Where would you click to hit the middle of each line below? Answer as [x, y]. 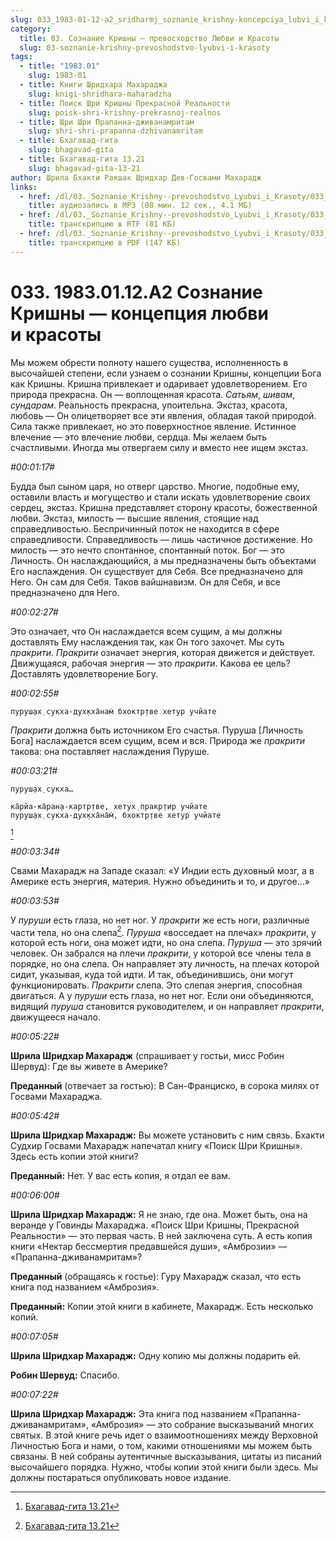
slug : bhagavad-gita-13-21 [84, 168]
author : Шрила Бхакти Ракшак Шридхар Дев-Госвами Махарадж [136, 177]
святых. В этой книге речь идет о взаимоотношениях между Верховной [164, 1435]
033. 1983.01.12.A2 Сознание [136, 292]
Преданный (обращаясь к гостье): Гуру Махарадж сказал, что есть [156, 1277]
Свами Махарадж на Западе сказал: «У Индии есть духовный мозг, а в [162, 870]
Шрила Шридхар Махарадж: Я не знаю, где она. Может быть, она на [159, 1215]
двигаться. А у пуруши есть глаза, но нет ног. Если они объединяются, [162, 996]
